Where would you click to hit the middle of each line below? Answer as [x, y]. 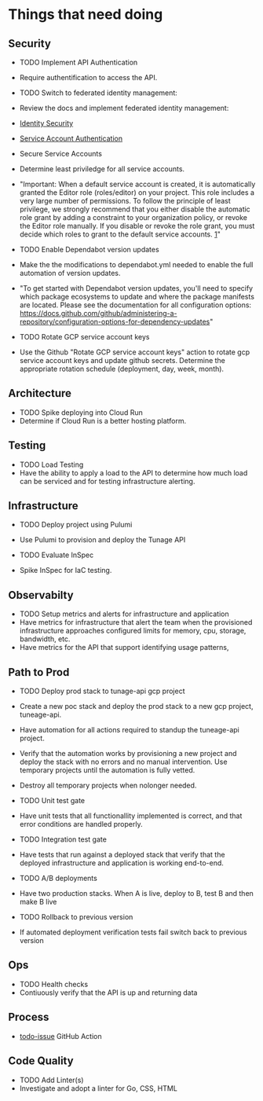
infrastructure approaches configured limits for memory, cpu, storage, [133, 631]
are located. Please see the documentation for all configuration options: [135, 305]
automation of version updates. [70, 273]
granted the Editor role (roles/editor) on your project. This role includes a [137, 193]
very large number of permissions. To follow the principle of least [125, 201]
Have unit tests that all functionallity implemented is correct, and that [131, 816]
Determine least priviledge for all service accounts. [102, 169]
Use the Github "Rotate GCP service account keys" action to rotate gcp [135, 352]
